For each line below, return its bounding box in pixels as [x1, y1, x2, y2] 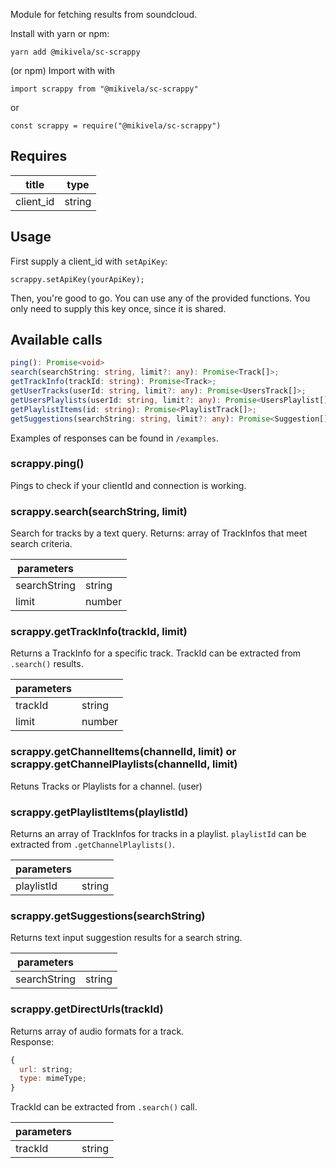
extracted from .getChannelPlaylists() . [10, 839, 175, 851]
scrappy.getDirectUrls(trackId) [10, 1002, 164, 1016]
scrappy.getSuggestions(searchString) [10, 909, 206, 923]
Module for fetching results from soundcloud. [10, 9, 198, 20]
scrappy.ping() [10, 457, 85, 471]
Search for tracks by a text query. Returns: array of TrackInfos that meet [10, 527, 308, 539]
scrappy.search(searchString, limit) [10, 504, 188, 518]
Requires [10, 148, 68, 165]
